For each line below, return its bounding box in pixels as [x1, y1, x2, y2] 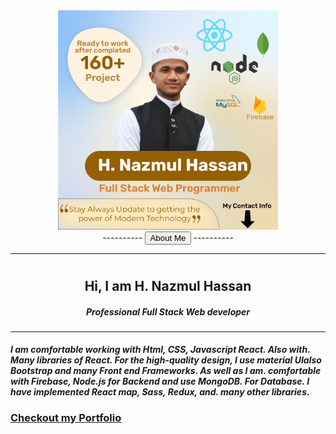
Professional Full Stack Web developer [85, 305, 251, 318]
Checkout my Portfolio [10, 411, 122, 425]
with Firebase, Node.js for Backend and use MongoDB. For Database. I [10, 375, 310, 388]
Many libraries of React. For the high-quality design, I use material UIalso [10, 354, 322, 366]
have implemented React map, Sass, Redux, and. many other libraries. [10, 386, 310, 398]
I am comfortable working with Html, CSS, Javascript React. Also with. [10, 344, 311, 356]
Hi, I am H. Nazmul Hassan [84, 277, 252, 294]
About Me [149, 232, 187, 243]
